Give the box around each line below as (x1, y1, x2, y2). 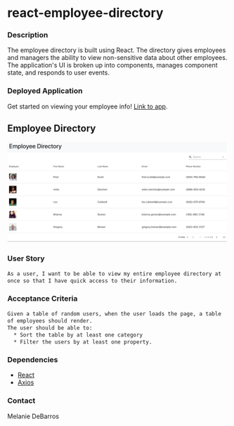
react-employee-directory (7, 5, 164, 21)
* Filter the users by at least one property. (13, 339, 152, 346)
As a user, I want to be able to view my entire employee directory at (7, 270, 221, 277)
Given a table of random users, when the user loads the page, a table (7, 311, 221, 318)
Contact (7, 396, 36, 406)
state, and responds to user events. (7, 68, 110, 77)
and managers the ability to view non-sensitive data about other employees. (7, 54, 228, 62)
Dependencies (7, 355, 58, 365)
